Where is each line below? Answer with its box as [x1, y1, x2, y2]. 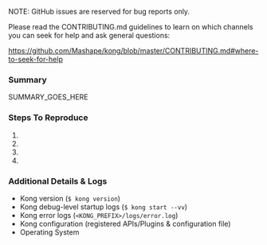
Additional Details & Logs [8, 175, 108, 186]
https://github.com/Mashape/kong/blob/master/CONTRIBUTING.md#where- [8, 46, 259, 55]
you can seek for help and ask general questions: [8, 31, 171, 40]
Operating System [19, 227, 80, 237]
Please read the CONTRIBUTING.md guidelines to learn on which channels [8, 22, 253, 31]
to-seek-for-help [8, 55, 64, 64]
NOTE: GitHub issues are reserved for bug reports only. [8, 7, 190, 16]
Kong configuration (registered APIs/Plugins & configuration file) [19, 219, 231, 228]
